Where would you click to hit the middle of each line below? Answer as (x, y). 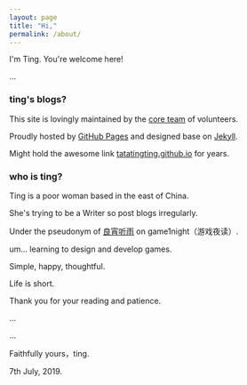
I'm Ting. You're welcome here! (67, 60)
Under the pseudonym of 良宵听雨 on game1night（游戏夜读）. (124, 231)
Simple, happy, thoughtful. (57, 266)
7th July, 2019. (36, 371)
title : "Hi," (33, 26)
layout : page (33, 17)
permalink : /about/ (45, 34)
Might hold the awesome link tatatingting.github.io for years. (119, 153)
